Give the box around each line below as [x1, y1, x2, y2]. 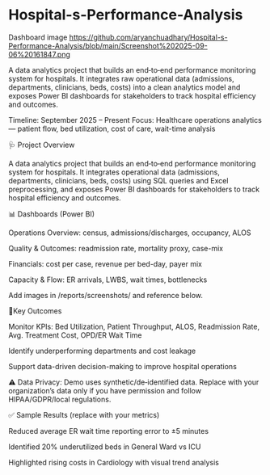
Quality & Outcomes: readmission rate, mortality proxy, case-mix [8, 243, 224, 253]
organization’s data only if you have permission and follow [8, 385, 202, 395]
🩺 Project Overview [8, 140, 75, 149]
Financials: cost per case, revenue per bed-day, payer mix [8, 259, 202, 268]
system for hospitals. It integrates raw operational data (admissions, [8, 74, 234, 83]
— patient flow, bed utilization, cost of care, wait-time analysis [8, 124, 216, 133]
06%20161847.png [8, 49, 71, 59]
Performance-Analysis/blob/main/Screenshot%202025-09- [8, 40, 208, 50]
